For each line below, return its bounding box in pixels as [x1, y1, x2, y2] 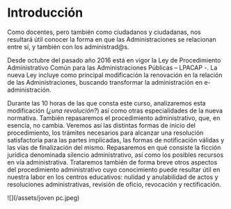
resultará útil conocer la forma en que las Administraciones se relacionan [7, 35, 217, 43]
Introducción [7, 5, 83, 21]
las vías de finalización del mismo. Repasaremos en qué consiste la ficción [7, 143, 221, 151]
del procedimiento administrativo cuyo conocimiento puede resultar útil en [7, 165, 221, 174]
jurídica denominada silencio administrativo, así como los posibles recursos [7, 151, 224, 159]
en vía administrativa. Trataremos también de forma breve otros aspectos [7, 158, 218, 166]
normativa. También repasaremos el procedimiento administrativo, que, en [7, 113, 221, 122]
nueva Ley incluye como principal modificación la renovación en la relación [7, 71, 223, 79]
